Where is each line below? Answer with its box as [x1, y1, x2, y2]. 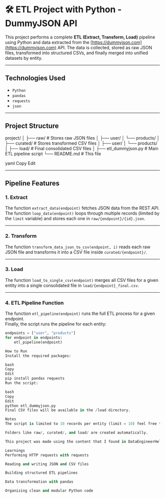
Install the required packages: [5, 353, 71, 358]
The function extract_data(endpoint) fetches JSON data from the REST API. [5, 205, 160, 211]
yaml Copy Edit [5, 160, 36, 166]
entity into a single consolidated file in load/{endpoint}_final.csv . [5, 282, 139, 288]
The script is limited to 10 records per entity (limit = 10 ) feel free [5, 421, 157, 426]
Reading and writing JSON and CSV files [5, 461, 89, 466]
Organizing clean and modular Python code [5, 488, 93, 494]
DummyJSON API [5, 18, 78, 29]
